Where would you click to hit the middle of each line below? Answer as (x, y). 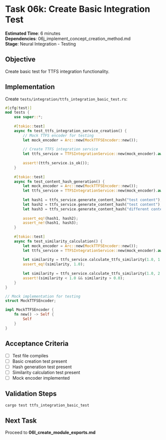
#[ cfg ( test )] (19, 108)
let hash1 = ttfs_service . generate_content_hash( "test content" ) (92, 200)
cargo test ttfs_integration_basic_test (47, 405)
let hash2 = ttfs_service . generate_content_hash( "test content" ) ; (93, 204)
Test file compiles (30, 355)
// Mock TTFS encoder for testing (58, 135)
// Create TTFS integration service (61, 149)
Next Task (21, 420)
